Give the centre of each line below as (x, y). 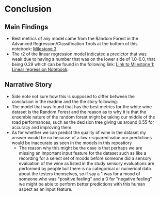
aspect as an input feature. (46, 189)
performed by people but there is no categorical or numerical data (85, 168)
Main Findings (26, 27)
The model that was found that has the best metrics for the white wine (82, 107)
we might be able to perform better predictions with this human (82, 184)
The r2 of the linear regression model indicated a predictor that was (79, 54)
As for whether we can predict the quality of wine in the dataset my (79, 132)
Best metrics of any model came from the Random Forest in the (75, 38)
